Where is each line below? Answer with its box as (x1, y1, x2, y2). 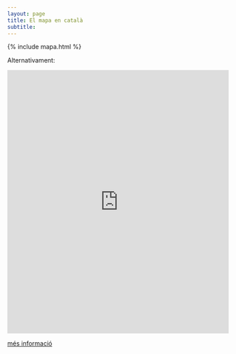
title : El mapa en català (7, 17, 83, 24)
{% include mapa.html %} (7, 43, 82, 51)
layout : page (7, 10, 46, 18)
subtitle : (7, 23, 37, 30)
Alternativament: (7, 56, 55, 65)
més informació (7, 339, 53, 348)
